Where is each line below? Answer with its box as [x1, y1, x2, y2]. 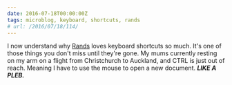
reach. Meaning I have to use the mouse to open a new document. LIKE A [7, 64, 217, 73]
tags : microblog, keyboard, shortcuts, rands [7, 17, 140, 23]
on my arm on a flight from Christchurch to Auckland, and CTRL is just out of [7, 57, 225, 65]
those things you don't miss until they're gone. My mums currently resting [7, 49, 217, 57]
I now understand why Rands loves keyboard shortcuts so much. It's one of [7, 42, 222, 50]
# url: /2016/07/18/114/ [7, 23, 79, 30]
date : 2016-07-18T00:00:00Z [7, 10, 88, 17]
